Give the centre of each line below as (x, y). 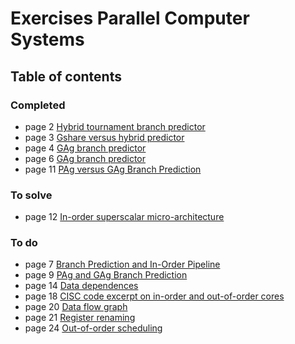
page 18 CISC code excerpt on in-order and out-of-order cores (154, 296)
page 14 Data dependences (81, 286)
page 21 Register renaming (80, 318)
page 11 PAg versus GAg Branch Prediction (113, 169)
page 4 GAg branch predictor (85, 148)
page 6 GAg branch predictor (85, 158)
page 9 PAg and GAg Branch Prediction (106, 275)
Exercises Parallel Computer (130, 18)
